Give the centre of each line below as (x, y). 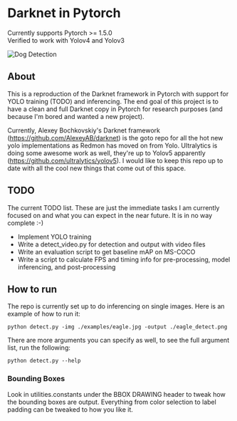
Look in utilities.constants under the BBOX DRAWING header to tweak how (116, 394)
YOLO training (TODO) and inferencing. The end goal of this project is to (113, 101)
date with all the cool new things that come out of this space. (97, 168)
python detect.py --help (44, 361)
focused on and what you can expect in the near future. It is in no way (110, 215)
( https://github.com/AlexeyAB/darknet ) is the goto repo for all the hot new (115, 137)
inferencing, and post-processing (67, 267)
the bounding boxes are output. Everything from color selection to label (112, 402)
